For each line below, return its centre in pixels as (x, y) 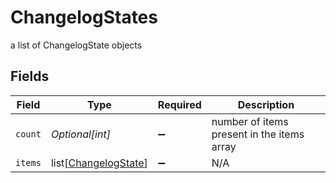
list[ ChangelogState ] (99, 163)
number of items (250, 121)
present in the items (258, 134)
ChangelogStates (84, 17)
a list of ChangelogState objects (76, 45)
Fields (30, 76)
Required (179, 104)
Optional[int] (80, 134)
